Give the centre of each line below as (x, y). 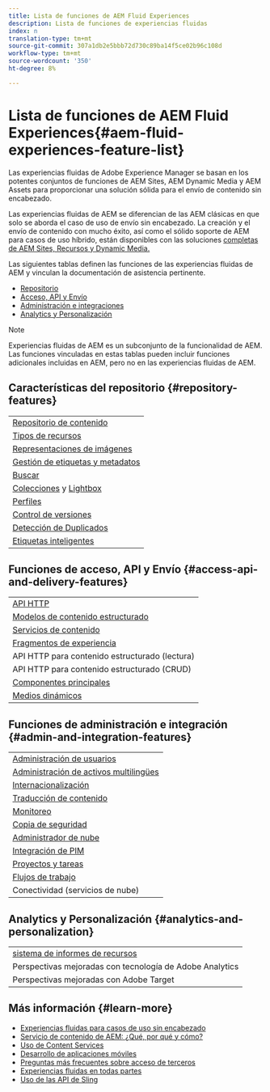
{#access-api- (221, 569)
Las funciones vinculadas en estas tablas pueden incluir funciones (119, 353)
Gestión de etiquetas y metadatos (76, 462)
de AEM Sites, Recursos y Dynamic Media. (79, 248)
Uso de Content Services (62, 1045)
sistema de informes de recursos (75, 953)
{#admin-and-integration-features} (100, 737)
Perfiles (27, 501)
